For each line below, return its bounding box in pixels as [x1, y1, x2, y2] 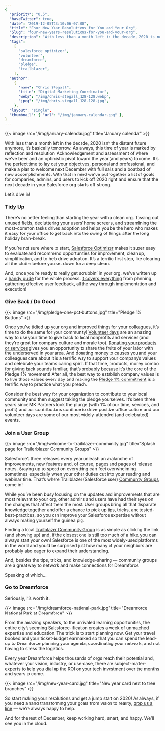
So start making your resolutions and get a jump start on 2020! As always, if [5, 695, 159, 701]
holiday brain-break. [5, 235, 46, 241]
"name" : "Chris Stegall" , [18, 85, 71, 90]
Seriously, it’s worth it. [5, 595, 50, 601]
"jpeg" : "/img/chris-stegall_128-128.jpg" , [18, 99, 109, 104]
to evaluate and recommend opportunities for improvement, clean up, [5, 250, 146, 256]
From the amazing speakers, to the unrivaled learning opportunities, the [5, 619, 150, 625]
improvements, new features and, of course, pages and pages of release [5, 461, 152, 467]
